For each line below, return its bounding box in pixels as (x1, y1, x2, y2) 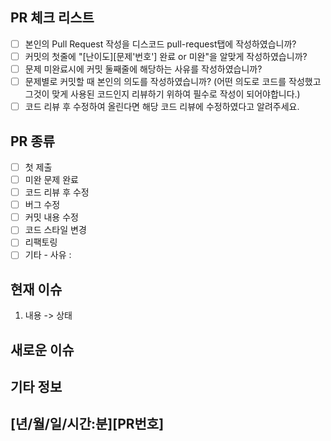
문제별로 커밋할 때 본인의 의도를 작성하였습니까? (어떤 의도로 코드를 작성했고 (24, 76, 322, 87)
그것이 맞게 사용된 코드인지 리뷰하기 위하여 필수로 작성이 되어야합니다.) (24, 88, 301, 100)
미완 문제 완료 (24, 174, 79, 185)
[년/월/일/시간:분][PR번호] (10, 416, 165, 433)
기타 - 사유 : (24, 249, 72, 261)
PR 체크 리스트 (10, 9, 95, 27)
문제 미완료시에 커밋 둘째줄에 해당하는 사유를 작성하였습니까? (24, 63, 263, 75)
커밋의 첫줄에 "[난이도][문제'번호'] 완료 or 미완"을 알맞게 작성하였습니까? (24, 50, 308, 62)
